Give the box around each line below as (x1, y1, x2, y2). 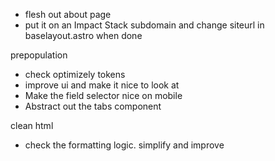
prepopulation (10, 49, 68, 61)
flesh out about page (24, 9, 112, 20)
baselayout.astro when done (24, 30, 143, 41)
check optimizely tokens (24, 69, 126, 80)
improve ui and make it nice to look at (24, 79, 180, 91)
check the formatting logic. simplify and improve (24, 139, 225, 151)
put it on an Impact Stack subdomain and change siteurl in (24, 19, 265, 31)
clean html (10, 120, 54, 131)
